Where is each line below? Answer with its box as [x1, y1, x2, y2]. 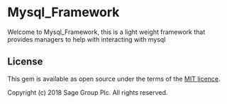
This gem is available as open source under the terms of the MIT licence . [7, 74, 221, 83]
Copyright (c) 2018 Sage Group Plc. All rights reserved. [7, 88, 168, 96]
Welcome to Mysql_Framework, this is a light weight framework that [7, 28, 206, 36]
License [7, 56, 43, 68]
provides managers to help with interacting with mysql [7, 35, 166, 43]
